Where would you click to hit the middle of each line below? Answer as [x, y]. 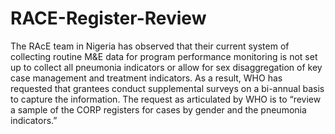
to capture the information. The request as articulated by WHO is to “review [166, 99]
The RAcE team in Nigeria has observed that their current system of [150, 46]
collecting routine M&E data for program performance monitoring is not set [164, 56]
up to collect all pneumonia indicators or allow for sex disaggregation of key [166, 67]
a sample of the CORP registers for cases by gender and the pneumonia [158, 109]
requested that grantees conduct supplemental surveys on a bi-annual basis [167, 88]
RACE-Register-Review [108, 18]
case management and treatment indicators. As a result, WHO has [146, 78]
